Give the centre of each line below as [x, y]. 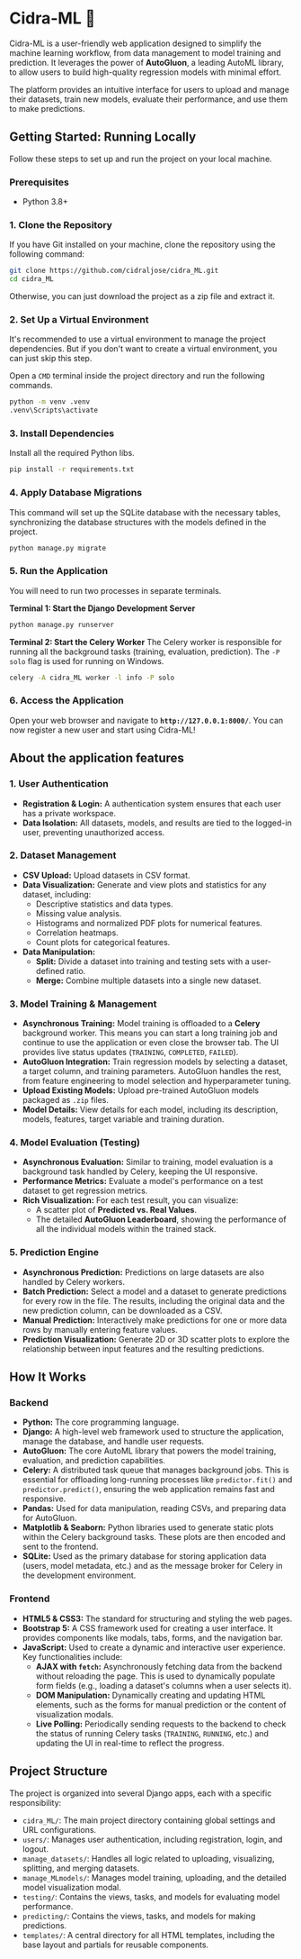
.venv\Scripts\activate [54, 410]
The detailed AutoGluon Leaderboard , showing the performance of [161, 1219]
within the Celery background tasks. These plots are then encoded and [154, 1537]
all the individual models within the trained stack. [126, 1229]
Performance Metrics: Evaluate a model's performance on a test [142, 1181]
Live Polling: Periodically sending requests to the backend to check [161, 1724]
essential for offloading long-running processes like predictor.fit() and [157, 1480]
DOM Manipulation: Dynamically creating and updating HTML [150, 1695]
